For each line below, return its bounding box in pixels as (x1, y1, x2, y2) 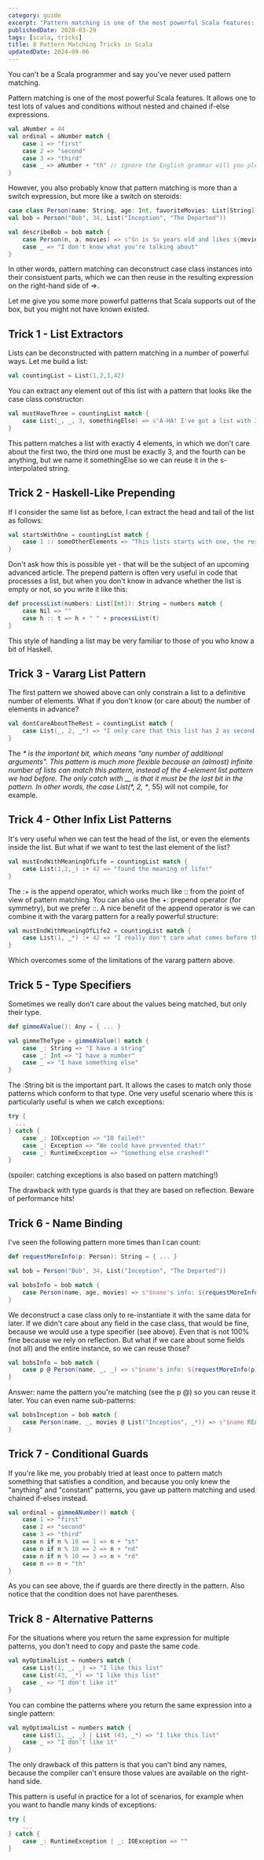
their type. (8, 1007, 42, 1016)
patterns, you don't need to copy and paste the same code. (8, 1641, 200, 1651)
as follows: (8, 516, 43, 525)
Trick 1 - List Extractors (8, 327, 123, 340)
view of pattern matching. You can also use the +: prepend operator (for (8, 895, 241, 904)
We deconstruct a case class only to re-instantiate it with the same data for (8, 1310, 251, 1319)
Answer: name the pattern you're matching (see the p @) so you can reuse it (8, 1388, 256, 1397)
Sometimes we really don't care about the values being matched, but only (8, 999, 247, 1009)
